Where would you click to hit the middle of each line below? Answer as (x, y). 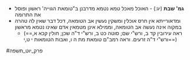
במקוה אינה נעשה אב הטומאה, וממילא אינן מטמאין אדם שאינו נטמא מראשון (98, 27)
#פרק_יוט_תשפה (24, 51)
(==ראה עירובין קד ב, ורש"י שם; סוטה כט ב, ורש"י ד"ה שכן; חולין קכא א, (103, 33)
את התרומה (28, 15)
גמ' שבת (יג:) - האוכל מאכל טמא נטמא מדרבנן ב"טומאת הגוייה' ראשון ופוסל (99, 8)
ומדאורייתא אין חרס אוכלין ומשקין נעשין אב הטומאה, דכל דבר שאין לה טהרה (98, 21)
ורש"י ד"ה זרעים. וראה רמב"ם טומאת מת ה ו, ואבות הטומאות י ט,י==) (100, 39)
